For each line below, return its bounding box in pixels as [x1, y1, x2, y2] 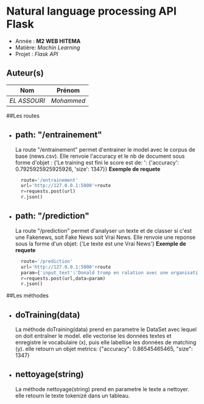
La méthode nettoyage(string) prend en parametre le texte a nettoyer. [15, 385, 190, 392]
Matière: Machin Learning [15, 44, 80, 51]
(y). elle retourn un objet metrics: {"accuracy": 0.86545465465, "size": [15, 346, 193, 353]
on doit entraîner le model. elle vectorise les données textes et [15, 332, 172, 339]
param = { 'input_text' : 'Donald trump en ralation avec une [21, 269, 169, 275]
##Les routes [6, 112, 40, 119]
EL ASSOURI [9, 96, 46, 105]
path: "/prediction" [15, 211, 90, 221]
